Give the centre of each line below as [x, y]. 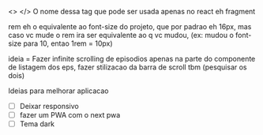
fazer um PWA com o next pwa [70, 115]
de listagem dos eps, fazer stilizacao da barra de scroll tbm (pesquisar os [128, 67]
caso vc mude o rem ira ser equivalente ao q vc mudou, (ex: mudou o [121, 35]
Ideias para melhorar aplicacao [58, 91]
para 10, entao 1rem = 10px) [68, 43]
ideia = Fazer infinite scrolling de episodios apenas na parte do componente [132, 59]
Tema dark [37, 124]
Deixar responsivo [49, 106]
